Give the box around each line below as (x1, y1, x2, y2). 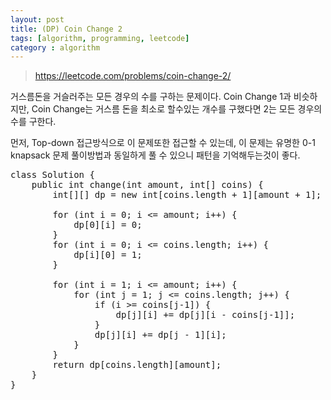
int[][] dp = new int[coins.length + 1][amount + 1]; (52, 189, 322, 201)
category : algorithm (10, 42, 101, 53)
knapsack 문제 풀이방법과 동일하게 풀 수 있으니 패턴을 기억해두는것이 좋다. (10, 149, 301, 161)
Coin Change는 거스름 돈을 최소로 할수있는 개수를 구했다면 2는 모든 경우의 (31, 103, 323, 115)
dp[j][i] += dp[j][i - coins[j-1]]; (115, 309, 296, 321)
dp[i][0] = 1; (73, 249, 143, 261)
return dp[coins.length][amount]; (52, 359, 222, 371)
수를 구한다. (10, 116, 57, 128)
